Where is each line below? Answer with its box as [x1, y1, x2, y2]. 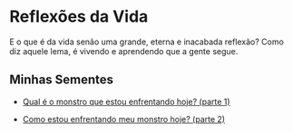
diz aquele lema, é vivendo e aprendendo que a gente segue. [9, 45, 239, 56]
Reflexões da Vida [9, 6, 149, 27]
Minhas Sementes [9, 72, 114, 88]
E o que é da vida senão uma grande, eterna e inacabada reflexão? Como [9, 36, 284, 47]
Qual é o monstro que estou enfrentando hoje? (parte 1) [22, 96, 230, 107]
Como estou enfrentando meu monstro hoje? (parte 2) [22, 113, 225, 124]
